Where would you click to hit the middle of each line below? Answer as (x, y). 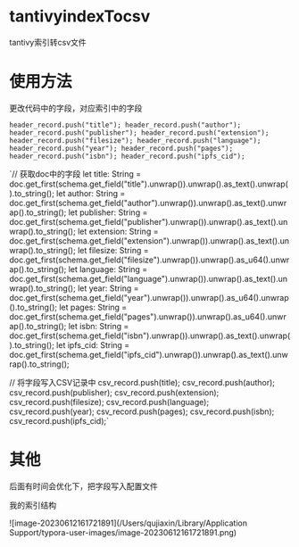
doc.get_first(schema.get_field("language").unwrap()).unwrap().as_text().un (149, 278)
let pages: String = (93, 307)
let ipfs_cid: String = (93, 344)
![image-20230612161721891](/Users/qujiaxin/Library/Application (129, 523)
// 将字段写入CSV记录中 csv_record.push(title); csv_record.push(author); (142, 382)
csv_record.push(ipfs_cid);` (59, 420)
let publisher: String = (108, 212)
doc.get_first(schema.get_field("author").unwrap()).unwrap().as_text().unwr (148, 203)
